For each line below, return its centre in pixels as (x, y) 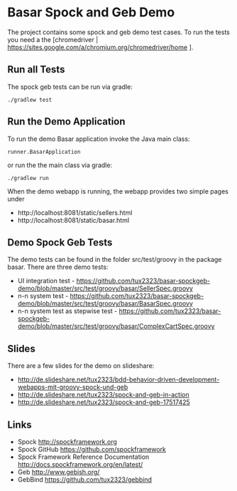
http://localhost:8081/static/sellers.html (75, 212)
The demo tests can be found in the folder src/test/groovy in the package (115, 260)
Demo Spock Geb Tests (60, 242)
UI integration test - (46, 281)
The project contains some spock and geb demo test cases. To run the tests (119, 32)
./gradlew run (28, 178)
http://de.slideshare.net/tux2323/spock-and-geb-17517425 (104, 402)
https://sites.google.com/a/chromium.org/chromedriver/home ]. (100, 47)
